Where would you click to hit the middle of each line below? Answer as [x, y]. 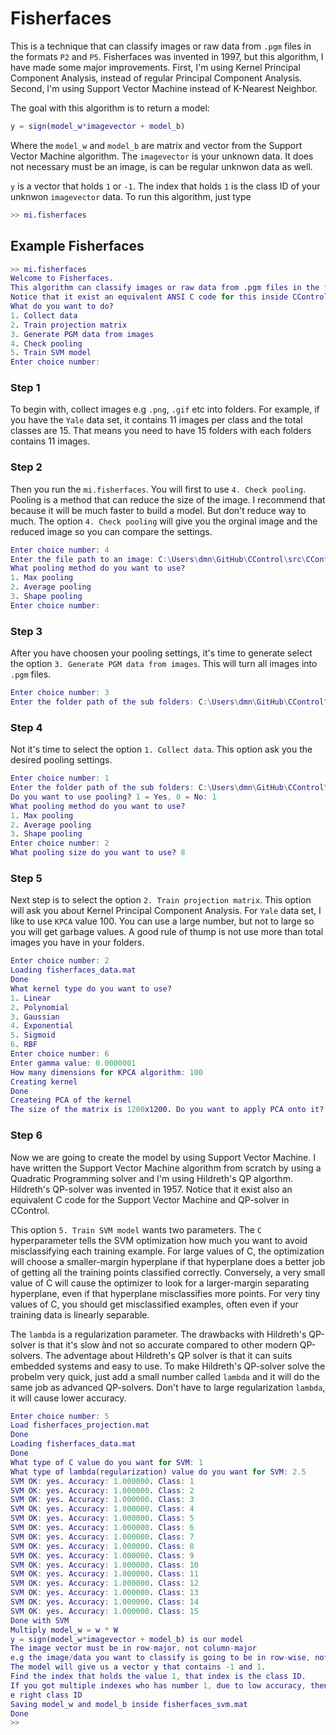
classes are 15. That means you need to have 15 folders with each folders [161, 431]
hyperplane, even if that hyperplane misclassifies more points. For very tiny [165, 1293]
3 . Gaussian [35, 1017]
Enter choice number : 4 [60, 550]
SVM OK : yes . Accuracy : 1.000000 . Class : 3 [102, 1500]
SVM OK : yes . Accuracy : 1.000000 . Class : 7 [102, 1537]
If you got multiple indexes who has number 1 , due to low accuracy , [158, 1685]
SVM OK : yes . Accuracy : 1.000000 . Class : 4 [102, 1509]
